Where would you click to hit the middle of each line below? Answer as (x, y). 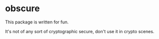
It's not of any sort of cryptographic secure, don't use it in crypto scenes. (80, 31)
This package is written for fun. (37, 22)
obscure (22, 9)
